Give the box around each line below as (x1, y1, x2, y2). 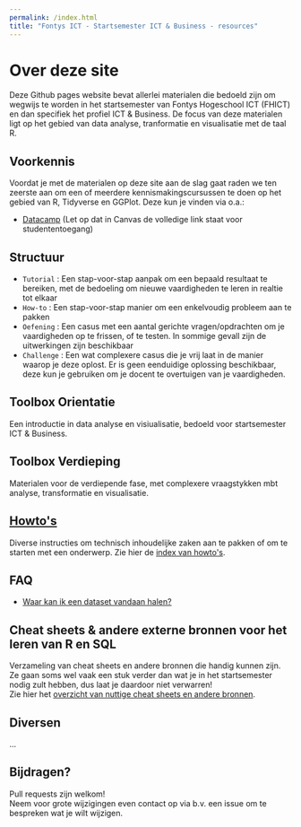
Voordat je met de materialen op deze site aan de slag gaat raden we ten (9, 178, 278, 188)
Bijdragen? (9, 764, 72, 780)
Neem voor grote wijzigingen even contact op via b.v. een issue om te (9, 797, 267, 808)
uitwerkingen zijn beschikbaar (21, 340, 134, 351)
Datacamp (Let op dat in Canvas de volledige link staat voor (21, 214, 244, 225)
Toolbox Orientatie (9, 395, 116, 410)
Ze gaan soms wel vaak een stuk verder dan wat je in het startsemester (9, 670, 273, 681)
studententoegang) (21, 223, 94, 234)
